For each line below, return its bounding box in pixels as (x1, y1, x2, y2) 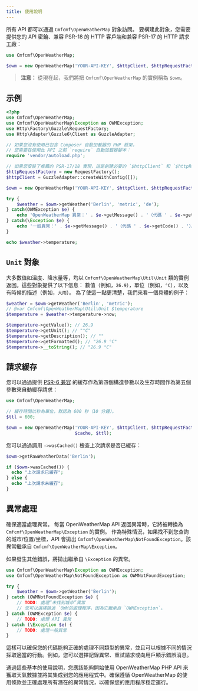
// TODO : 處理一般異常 (16, 627, 67, 633)
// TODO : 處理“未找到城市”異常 (16, 600, 85, 606)
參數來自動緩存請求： (6, 386, 58, 393)
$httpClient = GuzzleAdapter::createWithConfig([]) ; (6, 174, 138, 180)
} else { (6, 475, 28, 481)
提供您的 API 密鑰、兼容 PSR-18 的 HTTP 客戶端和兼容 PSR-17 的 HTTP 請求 (6, 33, 190, 40)
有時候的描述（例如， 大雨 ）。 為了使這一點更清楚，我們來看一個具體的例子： (6, 289, 190, 296)
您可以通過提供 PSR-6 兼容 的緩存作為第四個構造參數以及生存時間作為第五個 (6, 379, 192, 386)
